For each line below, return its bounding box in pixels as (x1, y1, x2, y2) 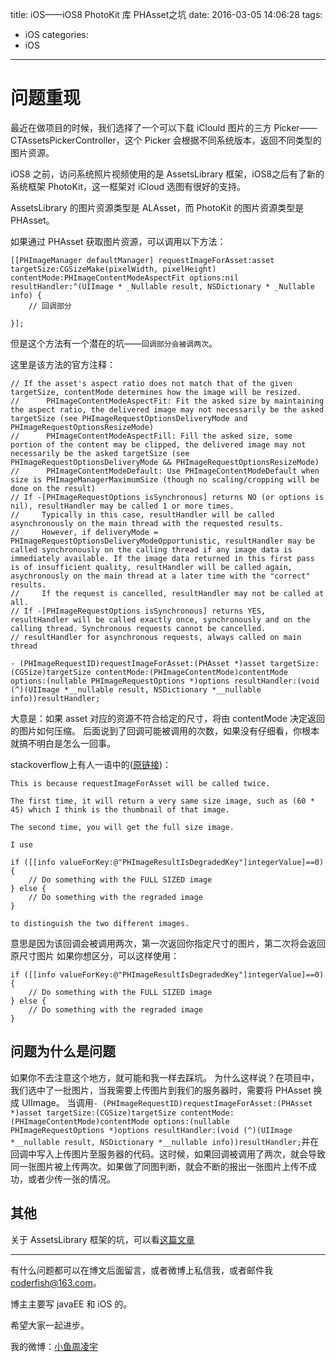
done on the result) (10, 483, 97, 493)
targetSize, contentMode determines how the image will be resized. (10, 387, 302, 397)
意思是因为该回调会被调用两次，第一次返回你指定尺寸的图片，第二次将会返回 (10, 937, 326, 949)
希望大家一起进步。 (10, 1319, 90, 1331)
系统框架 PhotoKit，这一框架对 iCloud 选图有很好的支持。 (10, 180, 247, 192)
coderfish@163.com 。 (10, 1276, 102, 1288)
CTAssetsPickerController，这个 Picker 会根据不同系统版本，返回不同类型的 (10, 134, 322, 146)
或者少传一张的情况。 (27, 1173, 116, 1185)
